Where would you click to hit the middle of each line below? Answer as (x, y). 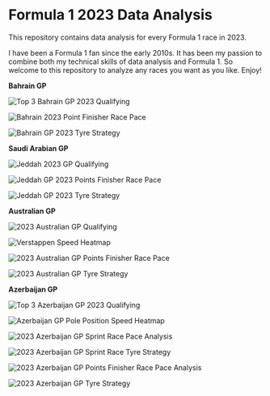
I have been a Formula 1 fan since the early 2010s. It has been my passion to (135, 53)
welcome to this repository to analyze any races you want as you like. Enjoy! (135, 70)
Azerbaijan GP (33, 289)
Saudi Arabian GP (38, 148)
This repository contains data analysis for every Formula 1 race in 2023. (127, 37)
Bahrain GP (27, 86)
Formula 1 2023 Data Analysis (110, 15)
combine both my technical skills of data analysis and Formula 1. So (120, 61)
